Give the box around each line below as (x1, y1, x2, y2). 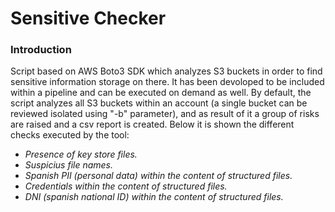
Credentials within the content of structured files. (24, 180, 228, 192)
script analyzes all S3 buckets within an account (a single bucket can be (10, 97, 308, 109)
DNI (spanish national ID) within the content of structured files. (24, 191, 284, 203)
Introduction (10, 43, 72, 57)
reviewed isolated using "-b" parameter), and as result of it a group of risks (10, 108, 320, 120)
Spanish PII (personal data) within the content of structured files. (24, 170, 293, 182)
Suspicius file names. (24, 159, 114, 171)
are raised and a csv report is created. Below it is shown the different (10, 118, 295, 131)
